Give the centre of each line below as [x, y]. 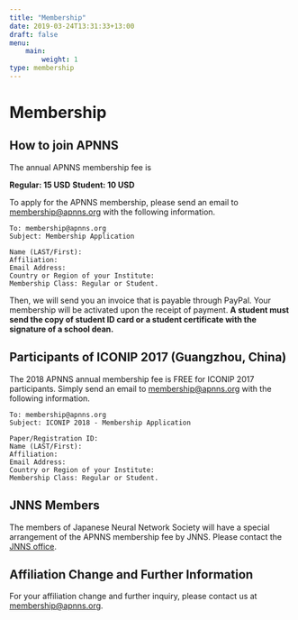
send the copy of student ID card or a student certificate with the [133, 319]
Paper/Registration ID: [54, 438]
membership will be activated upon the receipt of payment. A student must [149, 310]
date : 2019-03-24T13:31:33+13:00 [72, 26]
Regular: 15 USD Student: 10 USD [72, 185]
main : [36, 51]
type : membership [42, 68]
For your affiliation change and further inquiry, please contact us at [133, 597]
